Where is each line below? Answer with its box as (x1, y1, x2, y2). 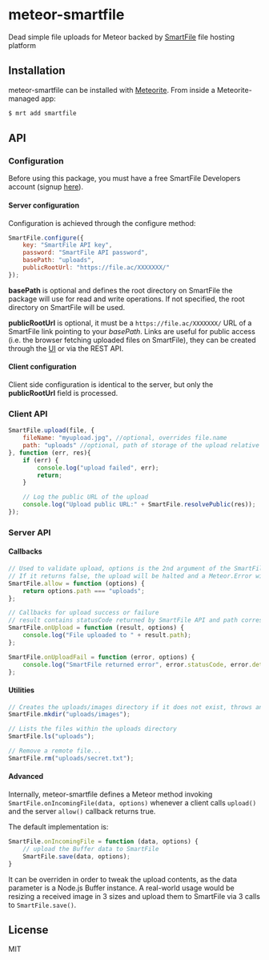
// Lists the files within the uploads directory (8, 725, 178, 733)
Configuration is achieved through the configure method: (8, 218, 196, 228)
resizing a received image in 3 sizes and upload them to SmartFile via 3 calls (8, 891, 260, 901)
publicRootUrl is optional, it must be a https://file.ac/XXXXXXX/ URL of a (8, 318, 252, 328)
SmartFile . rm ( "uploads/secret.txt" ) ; (8, 754, 134, 762)
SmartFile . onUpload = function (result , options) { (8, 623, 184, 632)
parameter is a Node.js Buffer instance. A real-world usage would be (8, 883, 235, 893)
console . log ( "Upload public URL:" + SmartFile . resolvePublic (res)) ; (22, 501, 256, 509)
